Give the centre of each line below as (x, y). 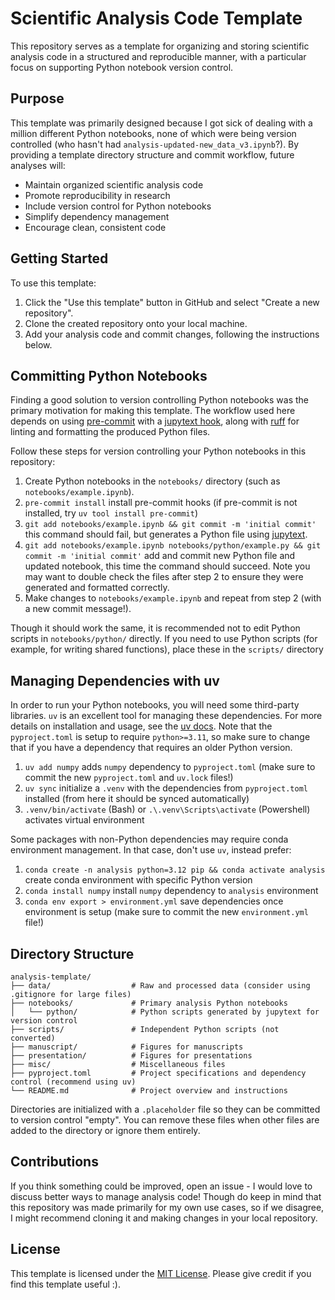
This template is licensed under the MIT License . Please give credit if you (161, 1273)
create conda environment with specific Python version (138, 880)
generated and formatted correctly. (97, 588)
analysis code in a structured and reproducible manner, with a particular (158, 56)
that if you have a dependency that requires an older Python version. (151, 748)
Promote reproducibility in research (97, 195)
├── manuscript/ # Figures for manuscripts (127, 1047)
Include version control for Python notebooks (118, 206)
